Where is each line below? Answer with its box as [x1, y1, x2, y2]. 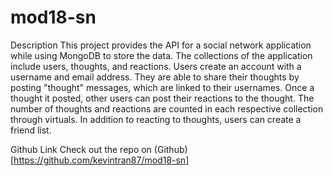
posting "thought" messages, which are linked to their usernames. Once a [10, 81, 315, 93]
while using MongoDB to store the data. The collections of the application [10, 49, 313, 61]
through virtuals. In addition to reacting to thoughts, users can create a [10, 113, 302, 125]
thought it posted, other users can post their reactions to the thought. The [10, 92, 315, 104]
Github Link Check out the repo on [10, 143, 152, 155]
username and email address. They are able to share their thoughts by [10, 71, 300, 83]
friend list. [10, 124, 52, 136]
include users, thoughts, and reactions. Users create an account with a [10, 60, 302, 72]
